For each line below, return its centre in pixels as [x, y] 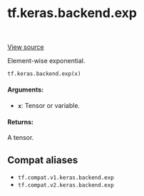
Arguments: [26, 89]
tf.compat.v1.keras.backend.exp [66, 178]
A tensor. [21, 138]
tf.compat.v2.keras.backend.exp [66, 185]
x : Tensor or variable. [49, 106]
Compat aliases [43, 160]
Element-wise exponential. [46, 60]
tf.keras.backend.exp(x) [44, 73]
